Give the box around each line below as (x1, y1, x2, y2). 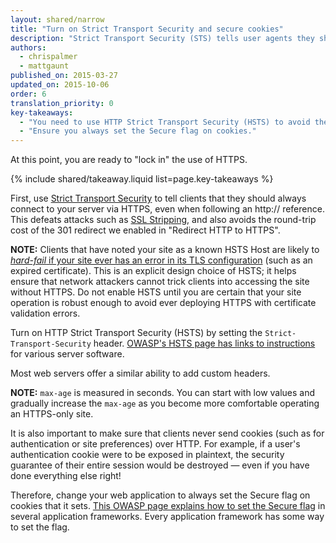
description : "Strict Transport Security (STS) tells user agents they (10, 33, 315, 43)
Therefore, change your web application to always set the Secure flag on (10, 489, 311, 501)
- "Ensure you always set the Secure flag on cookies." (19, 126, 257, 136)
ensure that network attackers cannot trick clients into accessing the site (10, 276, 310, 288)
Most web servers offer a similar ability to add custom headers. (10, 367, 271, 380)
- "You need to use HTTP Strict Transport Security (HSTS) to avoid (19, 117, 311, 127)
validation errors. (10, 307, 81, 320)
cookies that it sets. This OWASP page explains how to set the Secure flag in (10, 500, 326, 512)
